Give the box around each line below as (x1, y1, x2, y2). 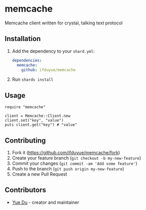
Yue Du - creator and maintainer (12, 199, 79, 205)
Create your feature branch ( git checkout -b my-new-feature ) (12, 155, 141, 161)
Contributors (5, 186, 46, 194)
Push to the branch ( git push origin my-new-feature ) (12, 166, 124, 171)
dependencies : (12, 58, 42, 63)
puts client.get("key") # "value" (5, 122, 78, 127)
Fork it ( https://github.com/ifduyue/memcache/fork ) (12, 150, 120, 155)
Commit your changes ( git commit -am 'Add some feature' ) (12, 160, 137, 166)
